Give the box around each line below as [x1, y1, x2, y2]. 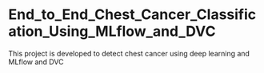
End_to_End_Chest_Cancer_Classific [8, 6, 257, 24]
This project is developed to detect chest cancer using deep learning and [8, 48, 250, 58]
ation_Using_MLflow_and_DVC [8, 22, 216, 40]
